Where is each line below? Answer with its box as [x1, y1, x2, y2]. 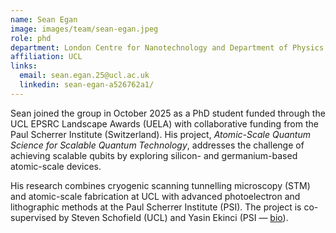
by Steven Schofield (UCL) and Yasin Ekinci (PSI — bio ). [58, 211, 289, 223]
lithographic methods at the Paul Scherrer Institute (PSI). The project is [10, 201, 302, 213]
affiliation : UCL [10, 52, 83, 62]
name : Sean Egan [10, 14, 78, 25]
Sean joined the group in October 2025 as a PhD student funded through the [10, 107, 326, 119]
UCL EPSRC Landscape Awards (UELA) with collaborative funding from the [10, 117, 319, 130]
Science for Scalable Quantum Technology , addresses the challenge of [10, 139, 305, 151]
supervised [10, 211, 57, 223]
